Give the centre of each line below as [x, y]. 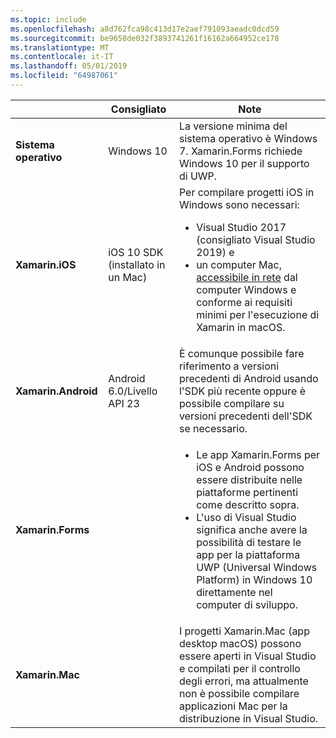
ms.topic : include [48, 19]
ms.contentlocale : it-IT [62, 57]
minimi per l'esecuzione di [258, 314]
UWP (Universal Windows [257, 567]
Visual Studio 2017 [241, 227]
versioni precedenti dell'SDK [245, 416]
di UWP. [198, 176]
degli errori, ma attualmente [243, 681]
